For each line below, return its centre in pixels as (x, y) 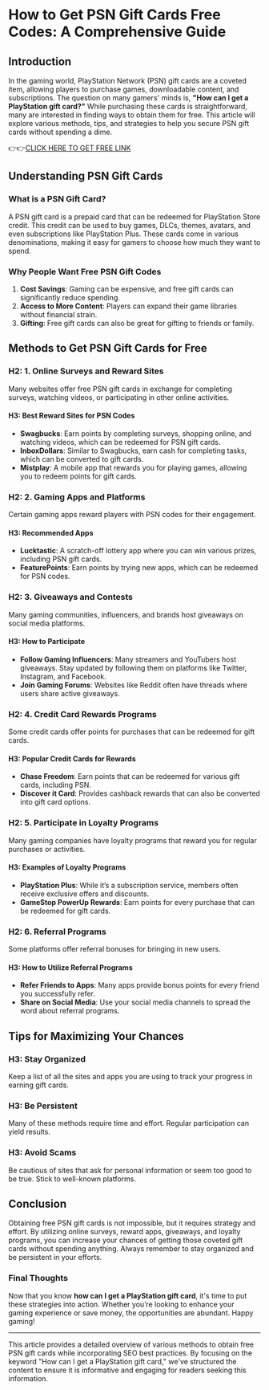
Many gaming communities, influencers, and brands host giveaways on (126, 614)
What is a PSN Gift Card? (57, 199)
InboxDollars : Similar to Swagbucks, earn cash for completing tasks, (133, 450)
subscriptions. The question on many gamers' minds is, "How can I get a (128, 98)
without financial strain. (58, 314)
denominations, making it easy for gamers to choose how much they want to (134, 242)
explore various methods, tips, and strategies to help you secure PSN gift (129, 123)
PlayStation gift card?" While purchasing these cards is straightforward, (128, 106)
